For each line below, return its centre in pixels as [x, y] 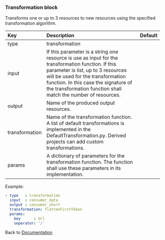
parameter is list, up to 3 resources [86, 70]
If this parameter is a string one [82, 52]
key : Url [29, 218]
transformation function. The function [90, 162]
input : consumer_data [34, 200]
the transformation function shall [84, 89]
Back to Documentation [29, 233]
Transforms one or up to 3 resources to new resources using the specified [80, 18]
